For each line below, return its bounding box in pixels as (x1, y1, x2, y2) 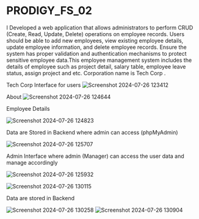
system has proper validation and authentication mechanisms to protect (6, 50, 187, 57)
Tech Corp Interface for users (6, 81, 81, 89)
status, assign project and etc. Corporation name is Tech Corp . (6, 69, 166, 76)
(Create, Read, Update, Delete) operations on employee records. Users (6, 30, 185, 37)
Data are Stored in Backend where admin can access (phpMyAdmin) (6, 128, 178, 136)
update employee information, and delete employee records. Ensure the (6, 43, 187, 51)
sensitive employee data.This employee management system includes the (6, 56, 192, 64)
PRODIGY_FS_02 (6, 4, 93, 18)
